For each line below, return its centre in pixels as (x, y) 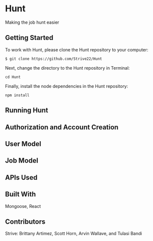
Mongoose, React (23, 206)
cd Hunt (13, 77)
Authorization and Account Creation (62, 127)
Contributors (25, 221)
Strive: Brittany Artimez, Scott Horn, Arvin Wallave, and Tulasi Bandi (74, 234)
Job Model (22, 161)
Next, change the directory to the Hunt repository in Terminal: (67, 68)
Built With (20, 194)
